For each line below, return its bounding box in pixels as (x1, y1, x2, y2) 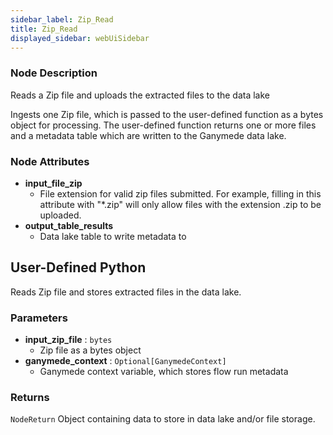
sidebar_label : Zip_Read (10, 14, 114, 25)
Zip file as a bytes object (39, 344, 142, 356)
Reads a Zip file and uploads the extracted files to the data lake (10, 89, 271, 101)
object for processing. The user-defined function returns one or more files (10, 119, 317, 131)
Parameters (10, 311, 68, 325)
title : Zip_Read (10, 24, 78, 34)
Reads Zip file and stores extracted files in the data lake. (10, 286, 242, 298)
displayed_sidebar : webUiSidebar (10, 33, 150, 43)
